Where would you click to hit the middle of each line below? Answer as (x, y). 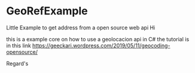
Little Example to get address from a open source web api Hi (81, 28)
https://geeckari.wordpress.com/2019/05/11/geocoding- (101, 45)
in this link (19, 45)
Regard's (17, 63)
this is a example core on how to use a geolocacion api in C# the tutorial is (98, 39)
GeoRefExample (47, 11)
